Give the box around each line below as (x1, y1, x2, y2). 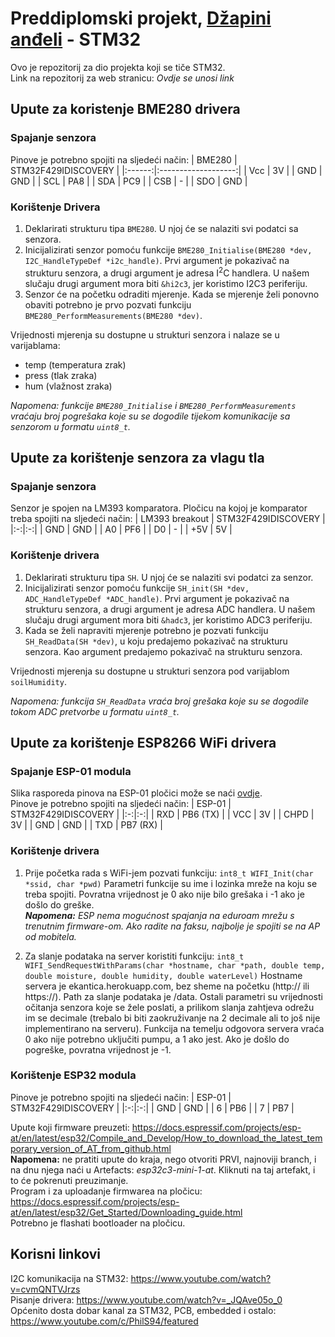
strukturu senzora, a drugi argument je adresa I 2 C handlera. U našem (24, 265, 310, 279)
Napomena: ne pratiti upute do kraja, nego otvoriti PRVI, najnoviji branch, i (10, 1153, 317, 1165)
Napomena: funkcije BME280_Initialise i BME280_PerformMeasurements (10, 399, 297, 411)
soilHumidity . (10, 675, 67, 687)
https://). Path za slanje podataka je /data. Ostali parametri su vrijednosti (24, 990, 323, 1002)
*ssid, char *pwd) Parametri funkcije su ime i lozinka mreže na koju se (24, 877, 318, 889)
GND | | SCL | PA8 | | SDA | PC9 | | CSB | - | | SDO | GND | (10, 175, 248, 187)
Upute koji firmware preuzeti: (10, 1121, 130, 1133)
